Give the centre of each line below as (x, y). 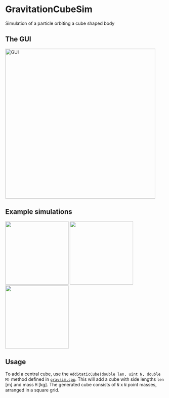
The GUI (18, 39)
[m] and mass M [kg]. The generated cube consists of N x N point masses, (81, 385)
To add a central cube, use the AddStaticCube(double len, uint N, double (83, 374)
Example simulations (39, 212)
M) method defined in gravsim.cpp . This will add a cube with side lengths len (85, 379)
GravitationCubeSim (49, 9)
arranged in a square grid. (32, 390)
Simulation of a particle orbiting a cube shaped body (60, 23)
